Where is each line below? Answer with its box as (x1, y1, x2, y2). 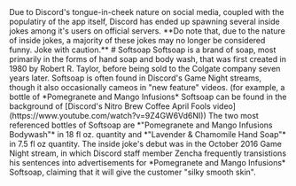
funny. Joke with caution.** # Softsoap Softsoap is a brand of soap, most (9, 44, 277, 55)
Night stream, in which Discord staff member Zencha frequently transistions (9, 148, 286, 159)
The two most (207, 111, 259, 120)
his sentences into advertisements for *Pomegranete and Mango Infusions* (9, 158, 286, 167)
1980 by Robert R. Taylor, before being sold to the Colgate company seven (9, 64, 281, 74)
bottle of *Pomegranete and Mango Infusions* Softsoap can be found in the (9, 91, 287, 102)
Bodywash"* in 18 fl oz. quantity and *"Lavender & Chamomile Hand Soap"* (9, 129, 286, 139)
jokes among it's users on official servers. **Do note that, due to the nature (9, 26, 285, 36)
